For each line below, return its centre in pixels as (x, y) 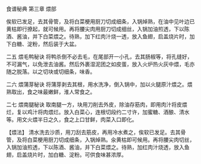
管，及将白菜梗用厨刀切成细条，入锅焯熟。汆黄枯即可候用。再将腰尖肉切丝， (100, 140)
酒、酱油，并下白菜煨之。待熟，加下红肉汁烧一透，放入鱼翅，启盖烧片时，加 (100, 37)
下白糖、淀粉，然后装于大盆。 (43, 44)
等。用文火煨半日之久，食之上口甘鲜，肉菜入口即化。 (72, 119)
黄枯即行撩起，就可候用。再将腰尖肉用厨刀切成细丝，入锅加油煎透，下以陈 (98, 29)
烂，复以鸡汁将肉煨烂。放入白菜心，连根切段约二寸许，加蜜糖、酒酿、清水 (98, 112)
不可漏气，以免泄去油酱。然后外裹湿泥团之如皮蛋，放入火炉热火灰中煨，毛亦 (100, 64)
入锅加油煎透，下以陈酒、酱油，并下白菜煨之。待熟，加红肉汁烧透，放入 (95, 147)
